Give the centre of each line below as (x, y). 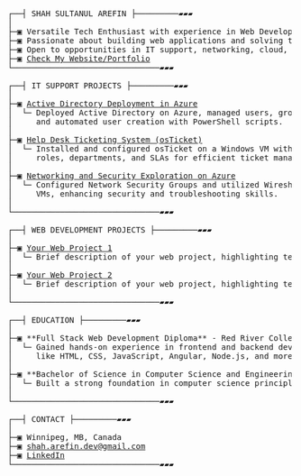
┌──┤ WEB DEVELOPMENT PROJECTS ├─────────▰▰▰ (110, 230)
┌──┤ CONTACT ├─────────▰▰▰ (69, 419)
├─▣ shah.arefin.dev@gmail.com (77, 446)
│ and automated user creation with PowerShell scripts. (146, 122)
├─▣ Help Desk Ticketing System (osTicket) (105, 140)
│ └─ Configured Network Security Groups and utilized (133, 185)
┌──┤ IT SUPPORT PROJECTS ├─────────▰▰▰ (98, 86)
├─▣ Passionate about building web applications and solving (146, 41)
